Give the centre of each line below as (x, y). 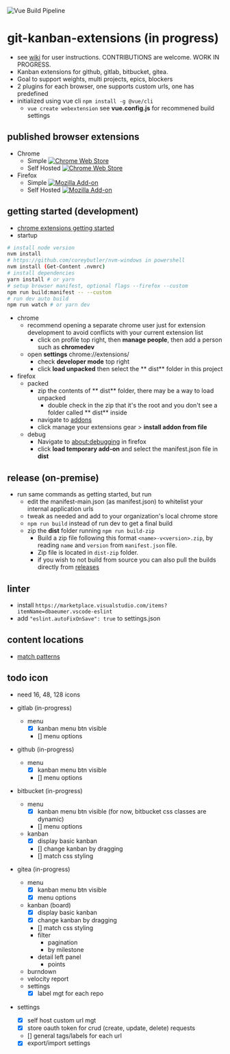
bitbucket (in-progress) (50, 790)
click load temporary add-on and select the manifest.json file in (128, 449)
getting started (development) (73, 211)
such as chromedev (66, 347)
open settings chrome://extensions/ (78, 354)
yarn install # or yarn (41, 279)
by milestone (66, 950)
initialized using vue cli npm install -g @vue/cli (85, 101)
